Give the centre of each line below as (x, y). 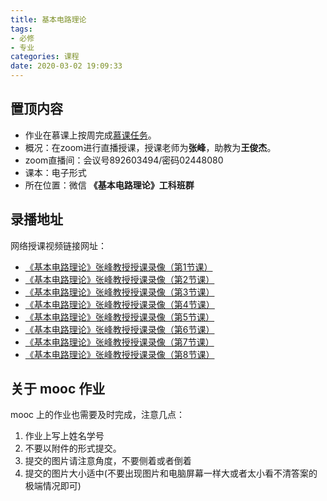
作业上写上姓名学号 (64, 436)
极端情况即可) (53, 486)
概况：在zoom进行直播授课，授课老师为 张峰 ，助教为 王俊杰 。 (150, 147)
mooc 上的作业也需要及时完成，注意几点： (97, 415)
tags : (21, 29)
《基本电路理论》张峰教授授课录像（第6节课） (119, 329)
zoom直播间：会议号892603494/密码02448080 (124, 160)
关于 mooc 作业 (58, 389)
